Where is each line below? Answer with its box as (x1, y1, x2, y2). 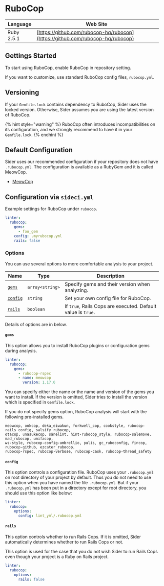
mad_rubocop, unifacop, (5, 436, 54, 441)
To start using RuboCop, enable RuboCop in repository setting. (5, 65, 131, 70)
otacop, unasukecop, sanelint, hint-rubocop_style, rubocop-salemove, (5, 432, 152, 437)
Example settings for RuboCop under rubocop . (5, 206, 97, 212)
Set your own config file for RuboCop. (64, 295, 151, 302)
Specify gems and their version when (64, 281, 150, 287)
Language (8, 21, 32, 27)
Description (97, 272, 124, 279)
